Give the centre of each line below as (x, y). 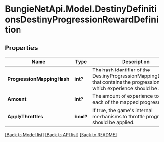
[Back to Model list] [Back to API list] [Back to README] (61, 135)
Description (136, 61)
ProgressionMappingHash (39, 79)
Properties (21, 48)
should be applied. (114, 122)
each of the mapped (116, 102)
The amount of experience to (126, 96)
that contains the (112, 82)
